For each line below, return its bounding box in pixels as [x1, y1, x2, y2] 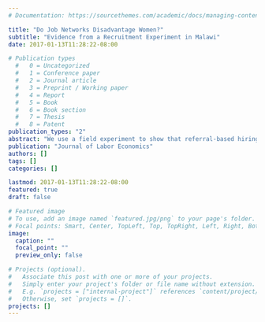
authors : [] [8, 150, 47, 157]
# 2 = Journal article [15, 76, 97, 84]
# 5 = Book [15, 98, 58, 106]
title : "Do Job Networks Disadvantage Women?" [8, 25, 164, 34]
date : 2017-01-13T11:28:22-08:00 [8, 40, 118, 48]
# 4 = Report [15, 91, 65, 99]
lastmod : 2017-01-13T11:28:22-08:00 [8, 179, 129, 187]
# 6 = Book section [15, 105, 87, 114]
